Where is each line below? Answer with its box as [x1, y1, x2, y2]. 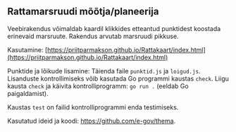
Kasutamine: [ [7, 45, 48, 54]
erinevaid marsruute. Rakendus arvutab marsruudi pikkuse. [7, 32, 179, 40]
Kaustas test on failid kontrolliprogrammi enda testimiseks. [7, 102, 179, 112]
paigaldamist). [7, 89, 49, 97]
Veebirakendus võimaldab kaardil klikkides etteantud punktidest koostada [7, 24, 221, 32]
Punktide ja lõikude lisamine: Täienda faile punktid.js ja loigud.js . [7, 66, 201, 75]
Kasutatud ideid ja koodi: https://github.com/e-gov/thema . [7, 116, 176, 125]
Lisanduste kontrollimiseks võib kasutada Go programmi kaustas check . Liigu [7, 74, 229, 83]
